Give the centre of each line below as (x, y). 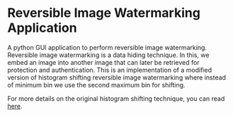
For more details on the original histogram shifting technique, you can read (116, 98)
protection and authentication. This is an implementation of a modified (110, 70)
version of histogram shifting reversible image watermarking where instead (117, 77)
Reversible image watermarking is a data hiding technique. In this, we (108, 55)
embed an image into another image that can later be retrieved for (103, 62)
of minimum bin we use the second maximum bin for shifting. (96, 85)
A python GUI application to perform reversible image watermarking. (107, 47)
